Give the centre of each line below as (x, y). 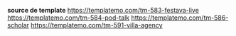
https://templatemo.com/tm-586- (180, 18)
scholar (18, 25)
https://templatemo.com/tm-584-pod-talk (69, 18)
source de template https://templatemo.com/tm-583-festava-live (103, 10)
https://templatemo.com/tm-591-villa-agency (97, 25)
